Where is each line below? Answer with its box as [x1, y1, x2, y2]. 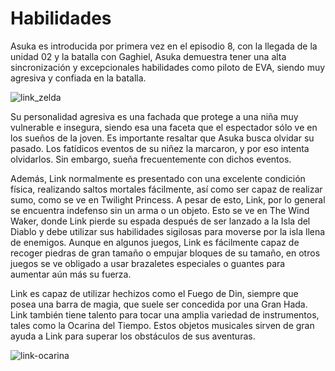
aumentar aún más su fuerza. [10, 268, 132, 280]
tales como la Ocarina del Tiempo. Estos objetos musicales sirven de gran [10, 319, 315, 331]
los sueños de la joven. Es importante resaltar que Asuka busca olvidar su [10, 132, 315, 144]
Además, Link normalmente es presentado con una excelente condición [10, 172, 306, 184]
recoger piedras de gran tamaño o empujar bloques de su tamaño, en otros [10, 247, 321, 259]
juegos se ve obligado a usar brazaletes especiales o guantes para [10, 257, 286, 269]
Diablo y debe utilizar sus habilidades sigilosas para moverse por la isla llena [10, 225, 326, 237]
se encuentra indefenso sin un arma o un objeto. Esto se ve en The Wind [10, 204, 310, 216]
